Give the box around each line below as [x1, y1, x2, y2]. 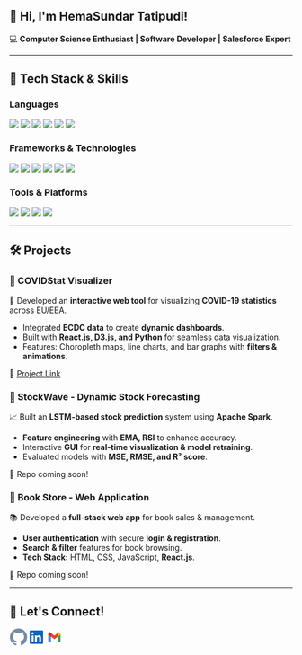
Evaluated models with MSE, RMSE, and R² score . [22, 451, 209, 463]
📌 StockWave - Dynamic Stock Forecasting [9, 390, 200, 403]
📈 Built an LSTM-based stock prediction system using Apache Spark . [9, 412, 273, 422]
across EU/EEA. [9, 305, 67, 315]
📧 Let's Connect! [9, 604, 105, 619]
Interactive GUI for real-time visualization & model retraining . [22, 442, 253, 453]
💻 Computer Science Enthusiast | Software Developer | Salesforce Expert [9, 33, 291, 44]
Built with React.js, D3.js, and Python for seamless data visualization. [22, 332, 281, 342]
